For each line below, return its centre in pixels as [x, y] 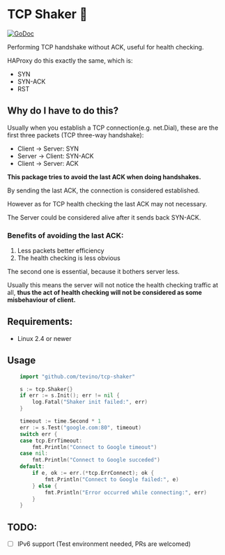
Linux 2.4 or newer [44, 338]
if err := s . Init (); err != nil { [70, 396]
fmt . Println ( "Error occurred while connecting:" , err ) [126, 492]
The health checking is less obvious [69, 258]
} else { [45, 486]
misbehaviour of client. [41, 300]
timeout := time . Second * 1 [60, 421]
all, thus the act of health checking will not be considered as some [104, 293]
